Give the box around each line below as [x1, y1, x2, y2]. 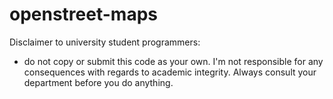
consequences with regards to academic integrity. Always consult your [23, 66, 317, 78]
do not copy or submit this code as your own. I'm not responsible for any [23, 55, 324, 67]
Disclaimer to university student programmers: [9, 36, 201, 48]
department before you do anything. [23, 76, 174, 88]
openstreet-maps [9, 3, 158, 26]
